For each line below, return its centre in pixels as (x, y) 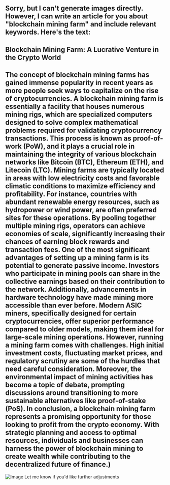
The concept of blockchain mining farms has (77, 75)
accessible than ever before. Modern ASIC (74, 306)
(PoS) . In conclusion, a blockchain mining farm (80, 409)
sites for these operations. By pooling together (80, 218)
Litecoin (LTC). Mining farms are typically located (85, 170)
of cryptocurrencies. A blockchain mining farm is (84, 99)
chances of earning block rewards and (67, 242)
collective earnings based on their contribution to (85, 282)
